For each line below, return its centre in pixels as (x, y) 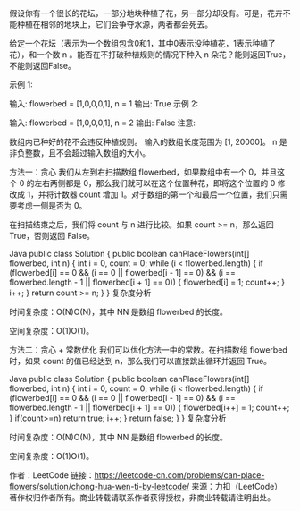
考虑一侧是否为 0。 (52, 205)
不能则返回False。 (42, 66)
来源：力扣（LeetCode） (237, 486)
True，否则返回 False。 (52, 236)
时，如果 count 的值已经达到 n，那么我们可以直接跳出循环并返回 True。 (141, 361)
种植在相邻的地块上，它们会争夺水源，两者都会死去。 (114, 24)
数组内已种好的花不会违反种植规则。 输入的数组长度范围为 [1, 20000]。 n (143, 142)
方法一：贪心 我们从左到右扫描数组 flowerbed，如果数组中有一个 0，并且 (143, 172)
